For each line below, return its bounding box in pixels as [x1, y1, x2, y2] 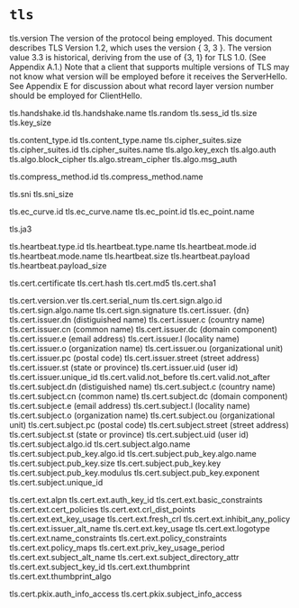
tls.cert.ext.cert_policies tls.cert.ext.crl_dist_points [9, 504, 196, 514]
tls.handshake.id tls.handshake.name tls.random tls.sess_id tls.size [9, 107, 258, 118]
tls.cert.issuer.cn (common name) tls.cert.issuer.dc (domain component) [9, 323, 277, 334]
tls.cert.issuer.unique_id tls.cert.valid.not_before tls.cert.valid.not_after [9, 371, 271, 382]
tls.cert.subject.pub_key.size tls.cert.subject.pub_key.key [9, 458, 222, 468]
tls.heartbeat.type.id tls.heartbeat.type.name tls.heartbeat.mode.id [9, 240, 257, 251]
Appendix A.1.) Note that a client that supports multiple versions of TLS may [9, 61, 290, 72]
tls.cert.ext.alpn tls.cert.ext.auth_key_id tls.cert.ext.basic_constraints [9, 494, 263, 505]
